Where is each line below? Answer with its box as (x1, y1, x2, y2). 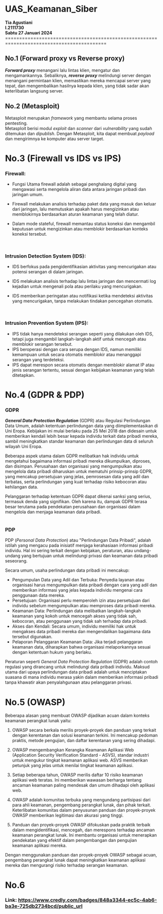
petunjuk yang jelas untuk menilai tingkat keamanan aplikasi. (12, 763, 134, 768)
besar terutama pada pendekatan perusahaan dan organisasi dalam (5, 504, 141, 510)
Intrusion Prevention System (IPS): (5, 320, 89, 327)
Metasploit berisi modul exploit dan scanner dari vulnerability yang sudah (5, 125, 152, 131)
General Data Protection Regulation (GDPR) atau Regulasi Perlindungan (5, 418, 151, 424)
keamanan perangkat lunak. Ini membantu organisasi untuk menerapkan (12, 832, 157, 838)
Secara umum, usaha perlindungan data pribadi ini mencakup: (5, 567, 130, 573)
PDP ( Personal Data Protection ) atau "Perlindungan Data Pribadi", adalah (5, 537, 151, 543)
